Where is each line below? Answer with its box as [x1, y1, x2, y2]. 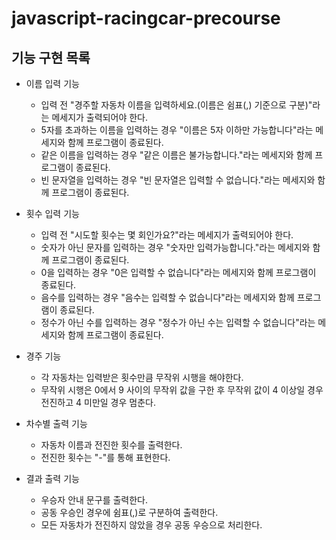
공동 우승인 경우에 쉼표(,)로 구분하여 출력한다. [40, 507, 219, 518]
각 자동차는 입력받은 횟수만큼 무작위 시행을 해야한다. [40, 372, 244, 383]
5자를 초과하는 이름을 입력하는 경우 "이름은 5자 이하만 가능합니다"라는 [40, 124, 314, 136]
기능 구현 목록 [11, 49, 91, 66]
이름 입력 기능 [25, 78, 80, 89]
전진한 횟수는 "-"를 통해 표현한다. [40, 452, 171, 463]
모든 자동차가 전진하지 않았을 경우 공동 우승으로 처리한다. [40, 519, 263, 531]
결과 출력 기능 [25, 473, 80, 484]
